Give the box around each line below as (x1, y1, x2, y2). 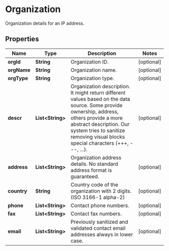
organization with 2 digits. (70, 187, 132, 195)
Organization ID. (70, 58, 109, 65)
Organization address (70, 154, 122, 161)
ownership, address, (70, 108, 119, 115)
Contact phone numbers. (70, 202, 130, 209)
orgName (8, 67, 31, 74)
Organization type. (70, 75, 115, 82)
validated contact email (70, 224, 126, 231)
